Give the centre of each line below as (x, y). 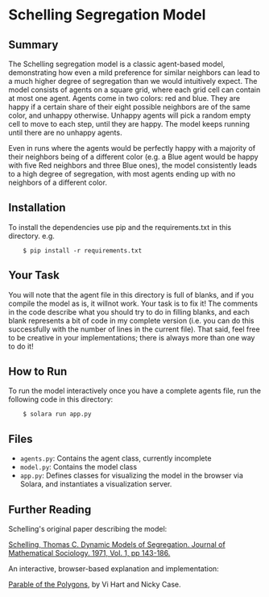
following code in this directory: (61, 399)
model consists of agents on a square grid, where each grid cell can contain (134, 90)
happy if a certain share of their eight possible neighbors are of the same (130, 107)
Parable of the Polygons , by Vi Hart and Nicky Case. (95, 584)
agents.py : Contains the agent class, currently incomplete (116, 458)
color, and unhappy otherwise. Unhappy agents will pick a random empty (130, 115)
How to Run (38, 372)
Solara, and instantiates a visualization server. (96, 484)
